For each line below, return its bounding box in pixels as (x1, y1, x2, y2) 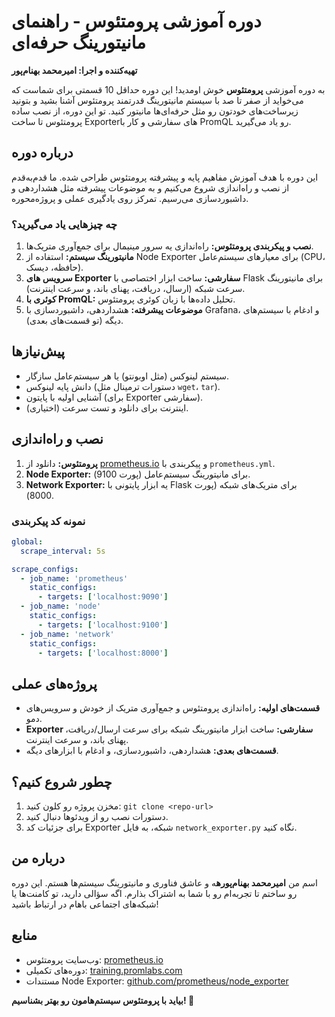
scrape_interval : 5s (20, 546, 106, 556)
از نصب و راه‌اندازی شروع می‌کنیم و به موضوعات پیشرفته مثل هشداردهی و (11, 181, 290, 194)
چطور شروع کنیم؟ (11, 773, 113, 790)
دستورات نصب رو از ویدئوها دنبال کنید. (25, 811, 169, 823)
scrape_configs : (11, 564, 79, 574)
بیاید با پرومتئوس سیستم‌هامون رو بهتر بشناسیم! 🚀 (11, 994, 195, 1006)
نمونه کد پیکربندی (11, 514, 86, 528)
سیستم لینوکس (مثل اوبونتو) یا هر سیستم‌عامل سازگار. (25, 370, 229, 382)
